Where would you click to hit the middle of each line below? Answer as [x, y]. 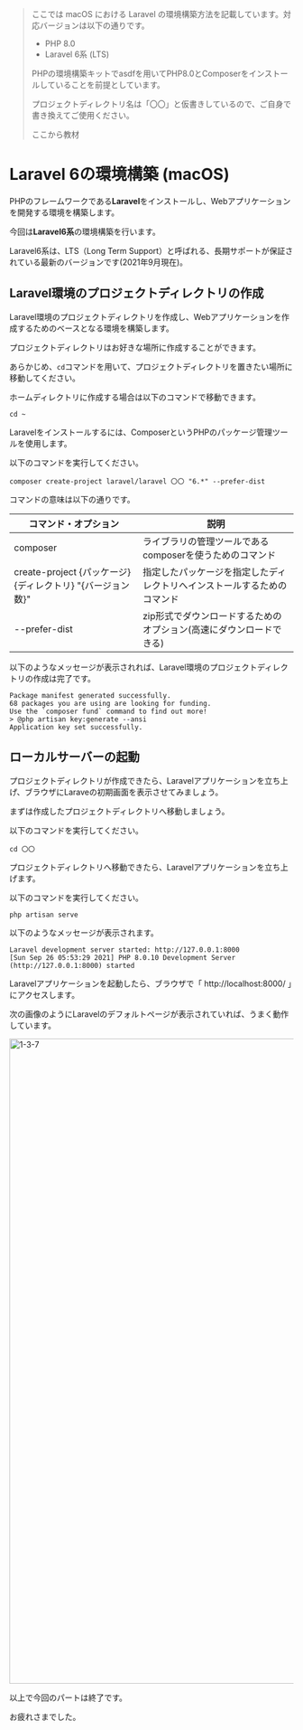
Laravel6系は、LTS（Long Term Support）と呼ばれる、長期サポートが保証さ [151, 250]
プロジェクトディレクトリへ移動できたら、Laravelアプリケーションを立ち [145, 867]
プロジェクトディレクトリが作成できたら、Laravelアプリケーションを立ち [145, 780]
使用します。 [48, 443]
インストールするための [238, 585]
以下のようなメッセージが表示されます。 [84, 932]
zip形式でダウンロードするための [212, 616]
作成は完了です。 [64, 678]
